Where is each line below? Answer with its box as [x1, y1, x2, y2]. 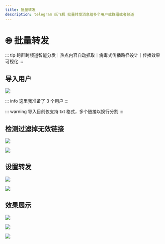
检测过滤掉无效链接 [5, 124, 64, 133]
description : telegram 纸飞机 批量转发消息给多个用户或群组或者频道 [5, 12, 134, 17]
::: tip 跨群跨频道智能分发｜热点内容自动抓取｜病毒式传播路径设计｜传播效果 [5, 52, 161, 58]
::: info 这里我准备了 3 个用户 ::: [5, 98, 69, 104]
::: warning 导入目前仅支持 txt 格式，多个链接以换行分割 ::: [5, 109, 124, 115]
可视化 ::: [5, 58, 24, 65]
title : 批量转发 [5, 7, 36, 12]
